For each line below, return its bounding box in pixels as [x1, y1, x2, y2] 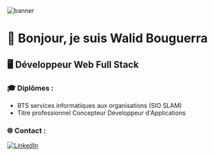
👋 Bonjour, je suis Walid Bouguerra [7, 31, 208, 46]
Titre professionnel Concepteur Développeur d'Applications [17, 109, 186, 117]
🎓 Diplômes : [7, 83, 54, 93]
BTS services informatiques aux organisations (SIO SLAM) [17, 101, 182, 109]
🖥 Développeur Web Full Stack [7, 58, 139, 70]
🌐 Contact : [7, 126, 46, 135]
